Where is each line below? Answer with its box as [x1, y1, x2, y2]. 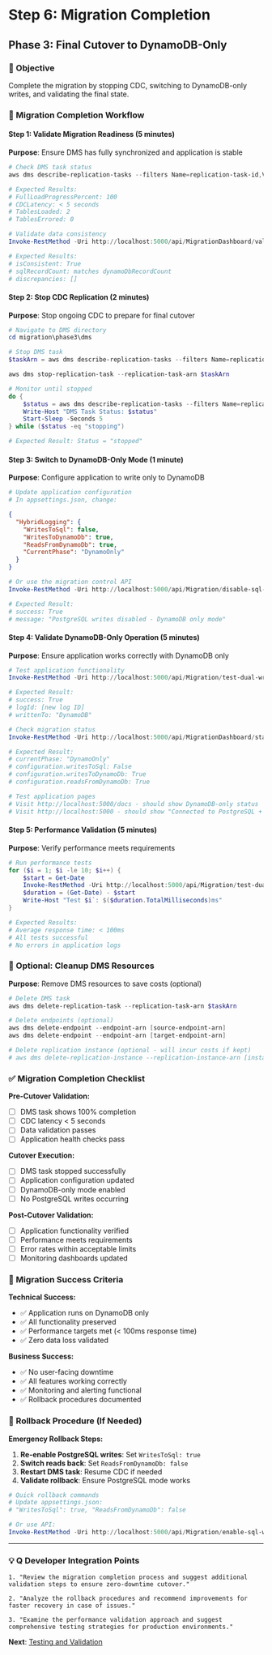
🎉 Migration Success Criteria [8, 1273, 124, 1285]
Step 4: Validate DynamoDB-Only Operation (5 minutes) [8, 633, 200, 642]
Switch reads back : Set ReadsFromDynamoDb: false [19, 1458, 189, 1468]
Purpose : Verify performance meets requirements [8, 842, 176, 852]
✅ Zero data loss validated [19, 1335, 109, 1346]
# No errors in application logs [8, 941, 121, 949]
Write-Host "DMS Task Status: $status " [23, 407, 158, 416]
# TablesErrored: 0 [8, 215, 74, 224]
